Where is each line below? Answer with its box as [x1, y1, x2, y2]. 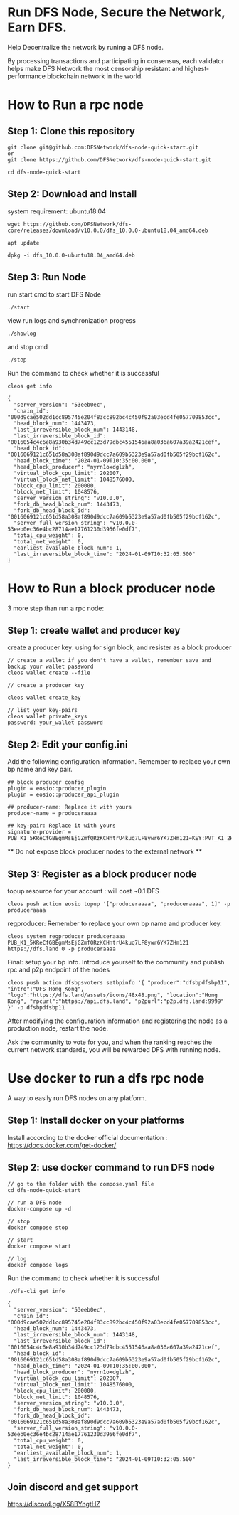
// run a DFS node [7, 1199, 62, 1206]
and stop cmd [7, 342, 48, 351]
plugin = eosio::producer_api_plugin [7, 791, 119, 799]
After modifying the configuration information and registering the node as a [7, 1016, 228, 1025]
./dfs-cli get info [7, 1287, 65, 1295]
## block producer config [7, 779, 84, 786]
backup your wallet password [7, 663, 94, 671]
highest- [184, 64, 210, 73]
